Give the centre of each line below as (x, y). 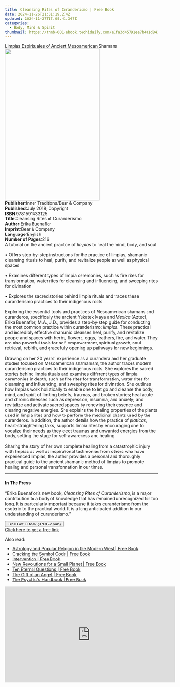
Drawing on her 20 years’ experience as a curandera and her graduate (75, 358)
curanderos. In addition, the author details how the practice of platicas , (76, 420)
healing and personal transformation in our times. (54, 467)
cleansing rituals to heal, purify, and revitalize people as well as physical (77, 260)
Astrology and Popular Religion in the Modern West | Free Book (75, 549)
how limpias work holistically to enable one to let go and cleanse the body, (79, 389)
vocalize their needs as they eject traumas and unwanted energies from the (81, 431)
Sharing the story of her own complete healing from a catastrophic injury (78, 446)
